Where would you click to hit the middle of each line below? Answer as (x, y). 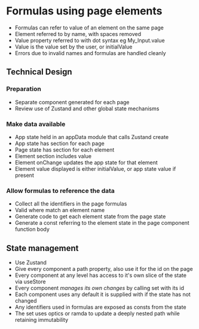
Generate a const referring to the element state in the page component (102, 223)
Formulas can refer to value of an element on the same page (89, 28)
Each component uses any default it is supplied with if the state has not (103, 294)
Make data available (36, 124)
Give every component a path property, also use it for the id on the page (104, 269)
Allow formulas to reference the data (61, 191)
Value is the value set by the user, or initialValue (74, 47)
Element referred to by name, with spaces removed (78, 34)
